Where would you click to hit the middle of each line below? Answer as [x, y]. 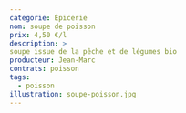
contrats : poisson [44, 69]
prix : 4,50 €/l [38, 35]
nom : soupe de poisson [52, 26]
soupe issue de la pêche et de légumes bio [93, 52]
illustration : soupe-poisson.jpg [73, 94]
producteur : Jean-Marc [52, 60]
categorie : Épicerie [49, 18]
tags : [20, 77]
